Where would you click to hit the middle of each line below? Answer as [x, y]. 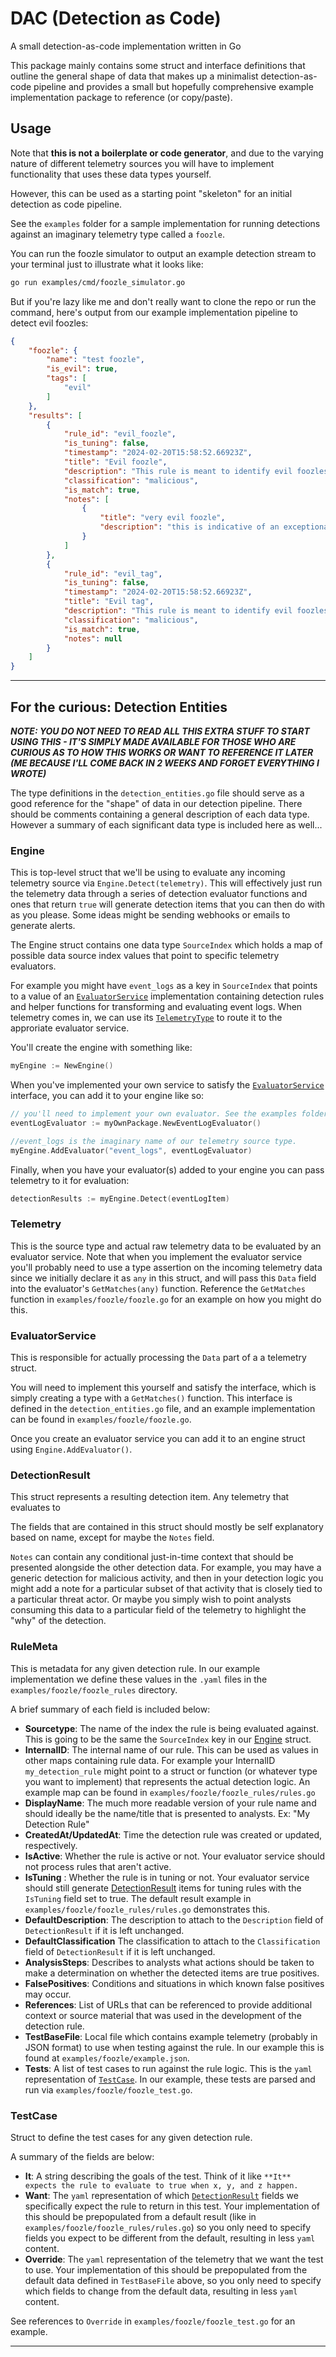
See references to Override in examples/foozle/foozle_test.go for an [153, 2321]
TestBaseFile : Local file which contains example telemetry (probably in [171, 2036]
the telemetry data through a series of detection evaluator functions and [159, 894]
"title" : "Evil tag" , [109, 602]
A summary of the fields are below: [82, 2156]
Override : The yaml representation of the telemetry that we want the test [174, 2259]
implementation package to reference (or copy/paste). [121, 97]
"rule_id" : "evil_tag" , [113, 573]
